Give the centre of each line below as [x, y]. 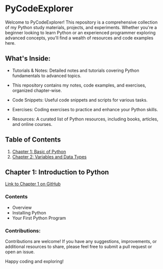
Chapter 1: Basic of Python [39, 151]
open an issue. [20, 252]
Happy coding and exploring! [34, 261]
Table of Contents [33, 140]
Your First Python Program [39, 218]
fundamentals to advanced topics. [47, 75]
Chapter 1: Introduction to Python [57, 172]
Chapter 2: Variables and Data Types [49, 157]
